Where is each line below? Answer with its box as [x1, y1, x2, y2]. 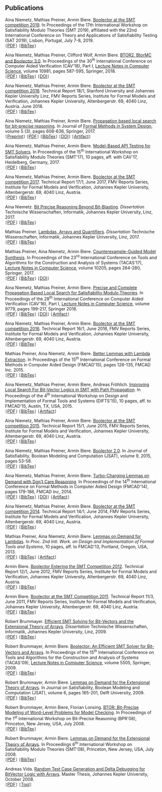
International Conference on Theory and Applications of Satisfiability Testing [5, 32, 158, 38]
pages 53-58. [5, 458, 32, 464]
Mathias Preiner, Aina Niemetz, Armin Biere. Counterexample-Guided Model [5, 249, 156, 255]
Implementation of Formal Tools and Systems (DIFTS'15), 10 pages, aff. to [5, 398, 151, 404]
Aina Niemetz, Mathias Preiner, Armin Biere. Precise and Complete [5, 284, 137, 291]
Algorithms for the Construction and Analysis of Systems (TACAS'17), [5, 259, 143, 265]
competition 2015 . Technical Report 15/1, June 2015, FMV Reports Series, [5, 423, 150, 429]
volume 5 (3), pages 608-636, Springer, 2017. [5, 128, 96, 134]
